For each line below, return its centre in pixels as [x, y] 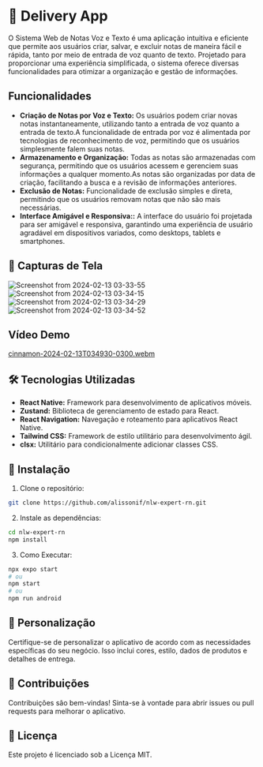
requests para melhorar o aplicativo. [67, 711]
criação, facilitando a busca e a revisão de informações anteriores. [128, 182]
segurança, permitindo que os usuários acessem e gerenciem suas [129, 166]
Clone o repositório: [52, 488]
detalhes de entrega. [42, 659]
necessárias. [40, 208]
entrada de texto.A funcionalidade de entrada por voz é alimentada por [135, 132]
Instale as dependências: [60, 518]
